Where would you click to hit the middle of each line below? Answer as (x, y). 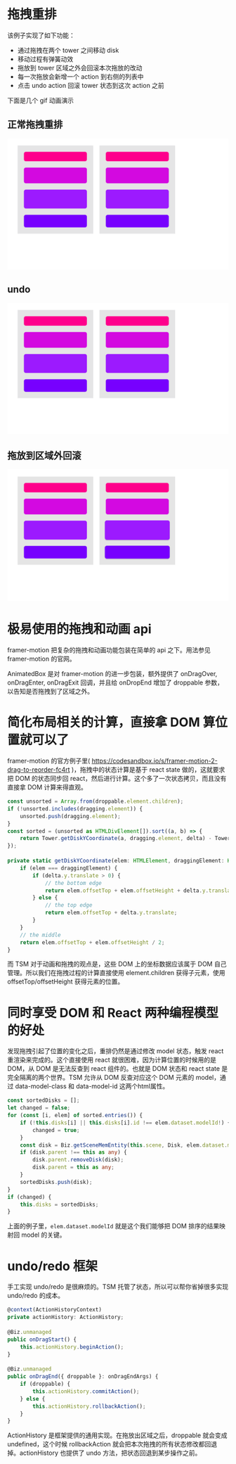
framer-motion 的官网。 (41, 659)
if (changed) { (29, 1197)
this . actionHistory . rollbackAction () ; (89, 1406)
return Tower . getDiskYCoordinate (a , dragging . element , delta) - (116, 839)
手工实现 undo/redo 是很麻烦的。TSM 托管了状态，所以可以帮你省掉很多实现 (118, 1287)
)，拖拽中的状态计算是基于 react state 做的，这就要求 (148, 770)
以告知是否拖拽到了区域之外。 (50, 692)
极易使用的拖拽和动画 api (80, 629)
